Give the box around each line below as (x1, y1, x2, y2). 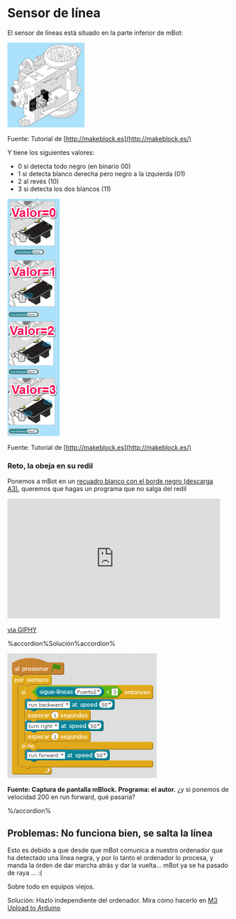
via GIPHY (7, 626, 38, 634)
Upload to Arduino (7, 903, 61, 913)
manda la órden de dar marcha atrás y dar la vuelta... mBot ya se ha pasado (7, 861, 229, 870)
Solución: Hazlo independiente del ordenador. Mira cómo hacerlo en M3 (7, 896, 218, 905)
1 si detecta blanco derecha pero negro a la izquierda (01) (17, 169, 186, 178)
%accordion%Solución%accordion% (7, 639, 116, 648)
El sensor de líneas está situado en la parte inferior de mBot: (7, 28, 184, 37)
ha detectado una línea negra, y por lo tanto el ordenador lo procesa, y (7, 854, 214, 862)
